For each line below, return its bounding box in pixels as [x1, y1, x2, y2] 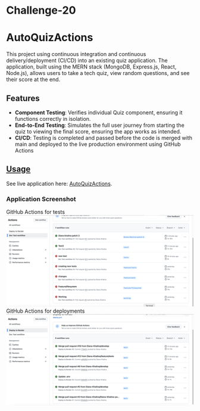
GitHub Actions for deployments [6, 307, 85, 315]
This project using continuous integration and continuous [6, 51, 146, 58]
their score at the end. [6, 76, 61, 83]
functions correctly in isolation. [14, 115, 91, 122]
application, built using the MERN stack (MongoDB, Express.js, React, [6, 63, 177, 70]
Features [6, 93, 40, 103]
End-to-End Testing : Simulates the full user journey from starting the [14, 122, 185, 129]
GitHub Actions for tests [6, 208, 65, 216]
